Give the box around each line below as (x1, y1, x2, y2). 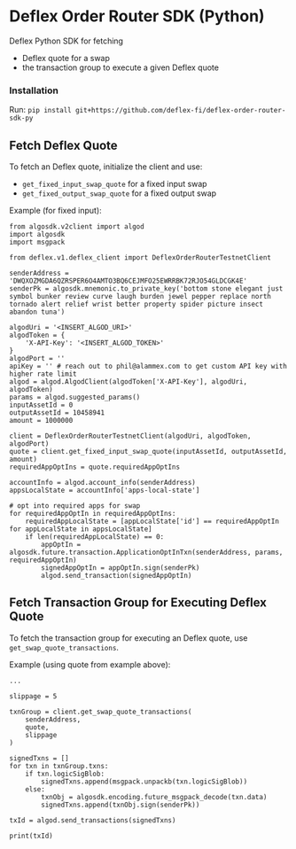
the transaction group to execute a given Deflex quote (21, 62, 220, 73)
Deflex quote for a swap (21, 52, 111, 63)
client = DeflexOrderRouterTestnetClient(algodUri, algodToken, (9, 432, 252, 440)
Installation (9, 84, 59, 97)
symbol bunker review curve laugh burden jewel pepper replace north (9, 292, 272, 301)
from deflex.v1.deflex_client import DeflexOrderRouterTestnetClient (9, 253, 272, 262)
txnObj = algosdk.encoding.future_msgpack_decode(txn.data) (41, 792, 268, 801)
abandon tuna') (9, 308, 66, 316)
